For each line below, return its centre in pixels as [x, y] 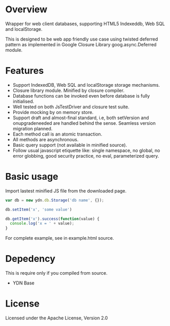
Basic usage [32, 177]
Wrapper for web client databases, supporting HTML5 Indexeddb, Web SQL [85, 24]
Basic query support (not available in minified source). [70, 145]
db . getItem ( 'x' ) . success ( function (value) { [52, 219]
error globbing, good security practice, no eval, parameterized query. [86, 156]
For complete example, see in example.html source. [60, 238]
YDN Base [24, 283]
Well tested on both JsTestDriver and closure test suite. [71, 107]
